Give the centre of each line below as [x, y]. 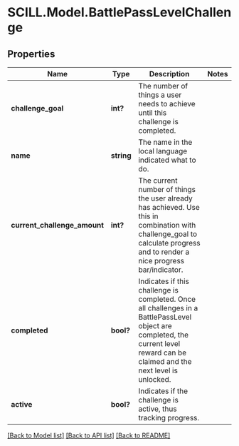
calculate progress [169, 243]
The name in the [165, 142]
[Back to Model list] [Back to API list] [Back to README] [89, 435]
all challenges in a [168, 308]
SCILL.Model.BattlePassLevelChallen [119, 12]
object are [155, 326]
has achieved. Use [169, 207]
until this [153, 113]
